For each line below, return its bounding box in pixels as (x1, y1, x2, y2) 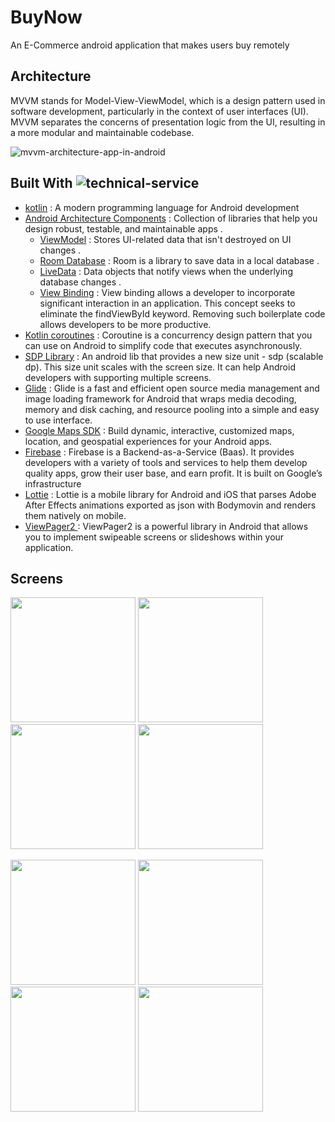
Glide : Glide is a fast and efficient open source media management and (24, 382, 320, 394)
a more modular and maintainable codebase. (10, 126, 195, 138)
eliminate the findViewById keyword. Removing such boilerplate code (39, 307, 326, 320)
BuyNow (10, 6, 83, 29)
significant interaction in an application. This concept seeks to (39, 297, 296, 309)
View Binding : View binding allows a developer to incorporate (39, 286, 296, 298)
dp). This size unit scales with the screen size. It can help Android (24, 361, 296, 373)
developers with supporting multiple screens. (24, 371, 212, 383)
